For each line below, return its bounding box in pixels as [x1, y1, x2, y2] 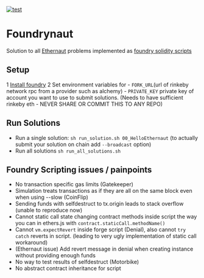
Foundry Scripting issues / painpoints [6, 164, 152, 175]
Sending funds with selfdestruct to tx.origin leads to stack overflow [15, 200, 184, 207]
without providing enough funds [15, 252, 96, 259]
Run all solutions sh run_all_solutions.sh [15, 147, 121, 155]
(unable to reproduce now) [15, 207, 83, 214]
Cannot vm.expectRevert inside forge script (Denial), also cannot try [15, 226, 186, 234]
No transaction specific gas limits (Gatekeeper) [15, 181, 134, 188]
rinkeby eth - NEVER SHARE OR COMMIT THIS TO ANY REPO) [6, 100, 163, 108]
